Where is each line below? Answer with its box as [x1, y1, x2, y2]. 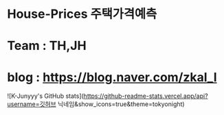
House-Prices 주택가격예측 [7, 6, 157, 22]
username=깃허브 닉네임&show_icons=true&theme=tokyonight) [7, 100, 185, 108]
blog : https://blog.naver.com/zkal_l [7, 69, 217, 85]
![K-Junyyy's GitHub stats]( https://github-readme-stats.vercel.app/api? [7, 92, 208, 100]
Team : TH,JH [7, 38, 87, 53]
